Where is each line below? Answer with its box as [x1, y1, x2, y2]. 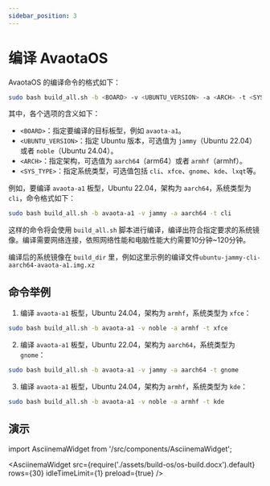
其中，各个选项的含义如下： [8, 109, 100, 118]
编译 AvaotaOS [8, 49, 108, 67]
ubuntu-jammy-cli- [199, 254, 261, 262]
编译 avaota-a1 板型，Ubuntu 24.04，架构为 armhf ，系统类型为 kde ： [19, 381, 248, 391]
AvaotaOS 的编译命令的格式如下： [8, 77, 121, 87]
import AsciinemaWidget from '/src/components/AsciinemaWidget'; [8, 444, 232, 454]
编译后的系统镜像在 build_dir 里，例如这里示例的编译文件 [8, 252, 200, 262]
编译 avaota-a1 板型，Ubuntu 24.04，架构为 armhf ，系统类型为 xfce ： [19, 308, 252, 318]
